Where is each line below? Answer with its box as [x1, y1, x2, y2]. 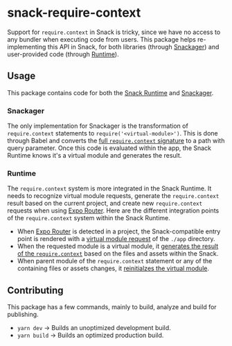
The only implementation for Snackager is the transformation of [7, 122, 188, 130]
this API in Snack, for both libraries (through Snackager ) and [47, 42, 220, 51]
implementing [7, 42, 46, 51]
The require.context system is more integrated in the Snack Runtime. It [7, 184, 212, 192]
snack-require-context [7, 5, 141, 21]
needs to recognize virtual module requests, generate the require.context [7, 192, 220, 200]
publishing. [7, 311, 39, 319]
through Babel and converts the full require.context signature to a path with [7, 137, 225, 145]
